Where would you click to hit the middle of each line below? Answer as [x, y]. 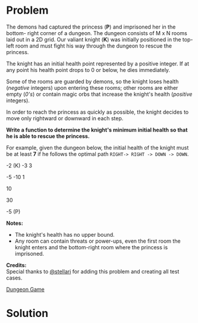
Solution [27, 313]
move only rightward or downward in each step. [65, 118]
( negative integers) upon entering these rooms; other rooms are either [92, 87]
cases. [14, 278]
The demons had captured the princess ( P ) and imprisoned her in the [91, 27]
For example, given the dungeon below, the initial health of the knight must [98, 148]
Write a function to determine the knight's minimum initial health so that [97, 130]
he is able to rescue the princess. [48, 136]
